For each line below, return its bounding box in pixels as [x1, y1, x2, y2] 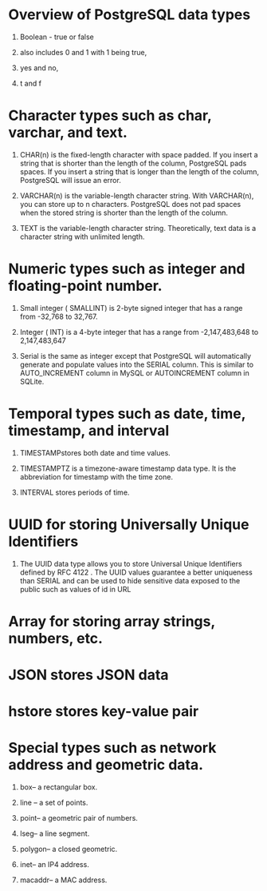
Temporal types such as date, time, [8, 405, 245, 423]
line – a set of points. [19, 798, 88, 808]
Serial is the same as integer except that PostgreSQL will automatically [19, 351, 252, 360]
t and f [19, 78, 42, 88]
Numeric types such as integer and [8, 260, 245, 278]
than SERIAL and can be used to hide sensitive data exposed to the [19, 575, 241, 585]
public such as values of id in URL [19, 584, 132, 594]
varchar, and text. [8, 124, 128, 141]
